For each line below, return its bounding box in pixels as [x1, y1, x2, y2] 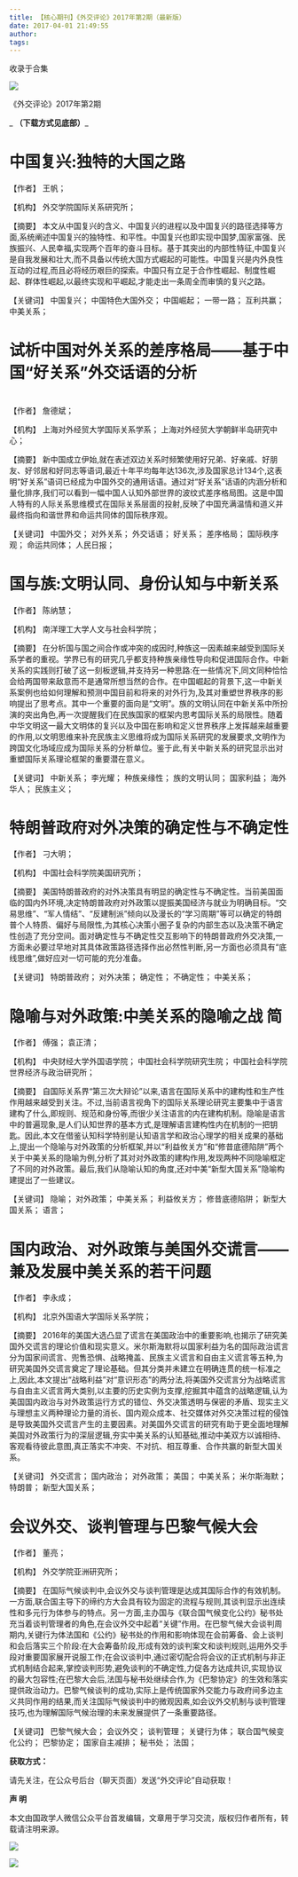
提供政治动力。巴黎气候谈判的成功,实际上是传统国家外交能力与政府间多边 [9, 1685, 277, 1696]
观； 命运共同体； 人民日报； [9, 539, 115, 550]
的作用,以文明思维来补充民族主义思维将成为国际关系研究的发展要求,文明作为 [9, 731, 286, 742]
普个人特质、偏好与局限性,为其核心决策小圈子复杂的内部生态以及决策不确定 [9, 919, 284, 930]
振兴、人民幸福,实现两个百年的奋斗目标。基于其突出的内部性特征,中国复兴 [16, 243, 286, 254]
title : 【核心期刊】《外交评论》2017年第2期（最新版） [9, 12, 186, 22]
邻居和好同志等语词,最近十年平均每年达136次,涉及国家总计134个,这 [32, 465, 275, 476]
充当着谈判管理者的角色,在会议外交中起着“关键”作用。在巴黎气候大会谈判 [9, 1619, 275, 1629]
